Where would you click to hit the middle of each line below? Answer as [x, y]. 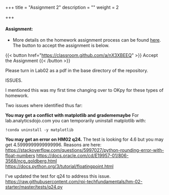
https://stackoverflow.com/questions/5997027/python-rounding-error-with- [84, 150]
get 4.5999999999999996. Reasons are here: [53, 145]
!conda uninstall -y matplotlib [39, 130]
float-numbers [20, 156]
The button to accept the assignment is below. [61, 46]
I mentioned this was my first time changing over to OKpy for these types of [84, 90]
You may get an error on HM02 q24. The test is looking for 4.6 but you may [84, 140]
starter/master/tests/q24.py [34, 187]
